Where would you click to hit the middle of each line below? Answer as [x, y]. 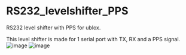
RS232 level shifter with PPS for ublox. [54, 27]
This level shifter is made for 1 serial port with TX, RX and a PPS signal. [93, 39]
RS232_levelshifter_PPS [67, 11]
